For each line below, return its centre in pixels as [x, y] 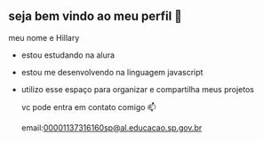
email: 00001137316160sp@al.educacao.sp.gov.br [112, 127]
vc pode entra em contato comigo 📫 [88, 106]
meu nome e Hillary [44, 37]
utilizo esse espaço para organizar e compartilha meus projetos [138, 89]
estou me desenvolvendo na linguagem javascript [112, 72]
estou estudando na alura [68, 55]
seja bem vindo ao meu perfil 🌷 [96, 16]
